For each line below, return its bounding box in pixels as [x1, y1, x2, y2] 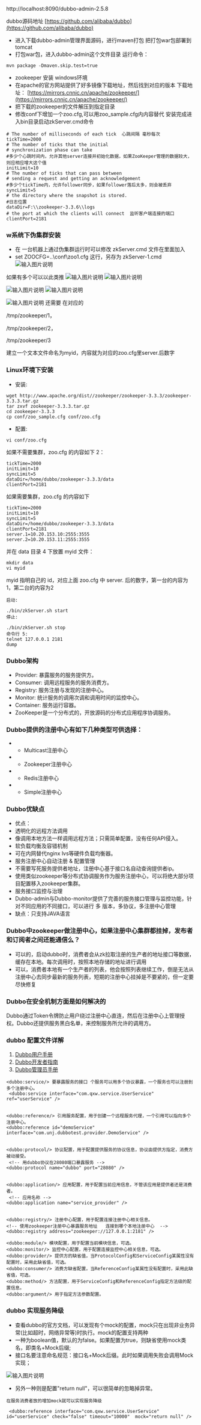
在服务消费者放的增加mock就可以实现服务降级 [6, 1397, 102, 1404]
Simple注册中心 [23, 788, 62, 796]
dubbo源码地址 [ [6, 17, 47, 25]
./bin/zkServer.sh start [6, 608, 68, 614]
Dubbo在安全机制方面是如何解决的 [6, 997, 106, 1005]
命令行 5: [6, 631, 28, 637]
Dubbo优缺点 [6, 805, 45, 814]
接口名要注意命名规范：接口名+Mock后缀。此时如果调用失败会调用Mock [14, 1352, 194, 1359]
